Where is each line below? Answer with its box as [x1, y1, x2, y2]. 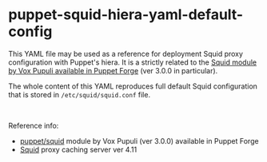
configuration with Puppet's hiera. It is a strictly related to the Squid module [8, 57, 257, 67]
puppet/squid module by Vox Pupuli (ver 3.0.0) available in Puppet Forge [19, 136, 259, 145]
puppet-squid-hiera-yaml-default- [8, 6, 244, 24]
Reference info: [8, 121, 59, 130]
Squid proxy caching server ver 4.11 [19, 144, 137, 154]
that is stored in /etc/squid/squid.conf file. [8, 89, 150, 99]
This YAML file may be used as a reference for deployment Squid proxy [8, 49, 244, 58]
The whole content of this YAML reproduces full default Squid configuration [8, 81, 258, 91]
